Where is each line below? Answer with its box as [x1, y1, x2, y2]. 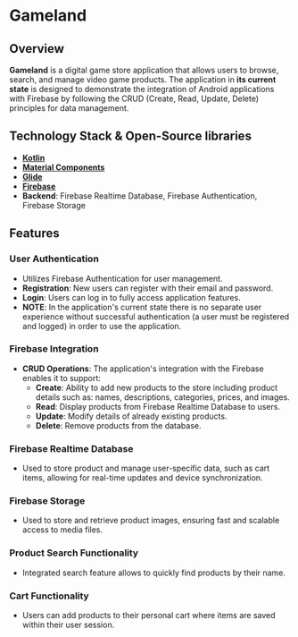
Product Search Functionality [9, 547, 139, 559]
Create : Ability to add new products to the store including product [35, 382, 278, 393]
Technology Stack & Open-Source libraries [9, 129, 252, 144]
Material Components [21, 162, 105, 173]
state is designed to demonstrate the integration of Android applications [9, 84, 275, 94]
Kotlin [21, 152, 46, 163]
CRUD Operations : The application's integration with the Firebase [21, 363, 265, 374]
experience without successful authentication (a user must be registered [21, 310, 290, 322]
